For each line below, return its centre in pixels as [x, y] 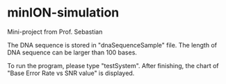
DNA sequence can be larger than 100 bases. [72, 52]
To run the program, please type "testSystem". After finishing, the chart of [113, 65]
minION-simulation [63, 13]
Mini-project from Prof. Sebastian [55, 32]
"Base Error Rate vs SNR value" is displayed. [71, 73]
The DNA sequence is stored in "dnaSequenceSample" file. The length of [112, 45]
